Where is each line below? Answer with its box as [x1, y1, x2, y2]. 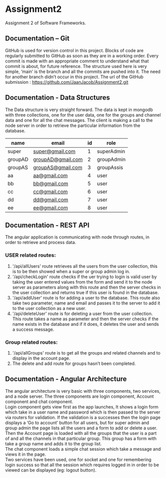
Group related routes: [5, 339, 58, 346]
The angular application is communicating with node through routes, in [5, 234, 150, 240]
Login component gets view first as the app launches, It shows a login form [5, 404, 159, 410]
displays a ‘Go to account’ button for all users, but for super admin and [5, 419, 150, 425]
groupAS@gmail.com [33, 164, 83, 171]
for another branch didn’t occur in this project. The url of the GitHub [5, 73, 144, 80]
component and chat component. [5, 398, 73, 405]
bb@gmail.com [33, 180, 68, 187]
